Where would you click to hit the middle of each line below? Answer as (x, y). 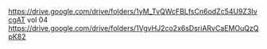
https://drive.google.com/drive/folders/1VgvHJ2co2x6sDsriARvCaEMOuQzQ (133, 28)
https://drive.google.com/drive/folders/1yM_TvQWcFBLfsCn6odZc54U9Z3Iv (133, 11)
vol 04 (38, 20)
